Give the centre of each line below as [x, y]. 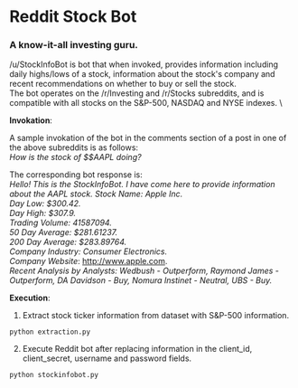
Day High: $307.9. [43, 213]
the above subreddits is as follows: [74, 147]
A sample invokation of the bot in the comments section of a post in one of [148, 138]
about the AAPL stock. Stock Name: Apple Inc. [96, 194]
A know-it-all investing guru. [74, 45]
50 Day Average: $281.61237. [64, 232]
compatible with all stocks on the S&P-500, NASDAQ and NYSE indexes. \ [146, 103]
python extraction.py [50, 332]
